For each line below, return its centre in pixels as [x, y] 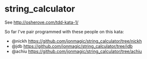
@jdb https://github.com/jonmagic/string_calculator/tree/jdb [72, 46]
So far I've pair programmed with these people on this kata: [64, 31]
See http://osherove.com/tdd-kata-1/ [42, 22]
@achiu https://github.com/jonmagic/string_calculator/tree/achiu [77, 51]
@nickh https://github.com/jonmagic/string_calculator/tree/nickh [77, 41]
